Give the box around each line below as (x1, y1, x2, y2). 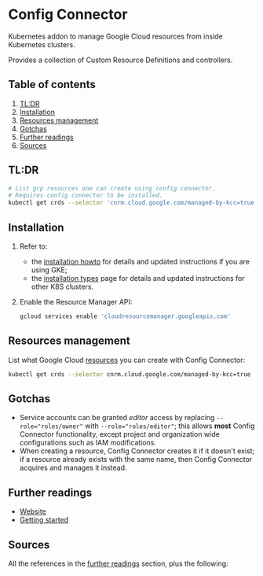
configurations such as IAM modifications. (19, 438, 157, 448)
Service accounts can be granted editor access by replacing (19, 413, 215, 423)
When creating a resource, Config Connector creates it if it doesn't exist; (19, 446, 255, 456)
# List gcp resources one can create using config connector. (8, 184, 216, 192)
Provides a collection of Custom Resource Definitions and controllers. (8, 55, 233, 65)
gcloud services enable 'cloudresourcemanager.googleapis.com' (19, 312, 232, 320)
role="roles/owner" (19, 423, 84, 430)
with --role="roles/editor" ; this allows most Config (85, 421, 255, 430)
